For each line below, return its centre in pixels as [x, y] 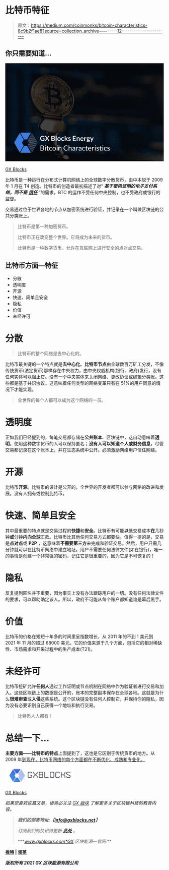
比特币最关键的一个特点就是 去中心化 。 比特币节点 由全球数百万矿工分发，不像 [84, 364]
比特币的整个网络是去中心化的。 [51, 354]
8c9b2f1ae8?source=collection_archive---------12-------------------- [90, 31]
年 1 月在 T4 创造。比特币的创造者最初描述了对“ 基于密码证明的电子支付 [79, 186]
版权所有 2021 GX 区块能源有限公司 [42, 862]
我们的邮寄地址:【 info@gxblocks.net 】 [59, 820]
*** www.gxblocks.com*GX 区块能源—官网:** [64, 841]
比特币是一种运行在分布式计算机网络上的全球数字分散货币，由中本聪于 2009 [84, 180]
